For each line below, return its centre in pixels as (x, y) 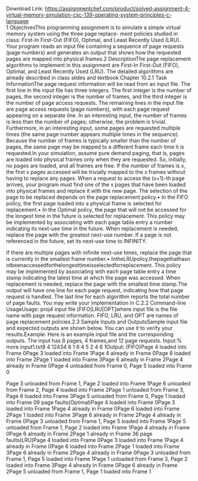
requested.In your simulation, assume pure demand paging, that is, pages (95, 153)
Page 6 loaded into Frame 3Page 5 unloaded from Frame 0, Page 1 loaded (96, 396)
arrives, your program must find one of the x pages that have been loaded (96, 185)
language (17, 21)
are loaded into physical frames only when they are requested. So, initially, (96, 159)
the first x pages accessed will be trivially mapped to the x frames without (96, 172)
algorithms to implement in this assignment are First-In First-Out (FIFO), (93, 65)
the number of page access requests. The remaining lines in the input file (95, 103)
